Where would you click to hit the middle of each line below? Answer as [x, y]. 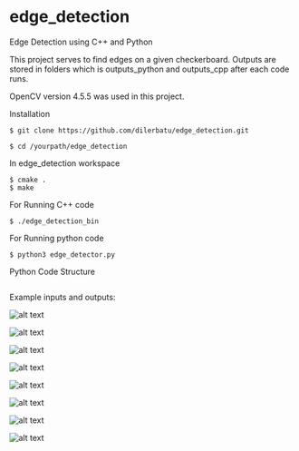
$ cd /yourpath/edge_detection [68, 146]
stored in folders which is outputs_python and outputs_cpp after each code [149, 69]
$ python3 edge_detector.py [63, 255]
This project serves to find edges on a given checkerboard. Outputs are [143, 59]
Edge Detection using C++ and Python [81, 42]
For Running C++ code [52, 204]
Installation [30, 113]
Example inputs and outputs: [63, 297]
